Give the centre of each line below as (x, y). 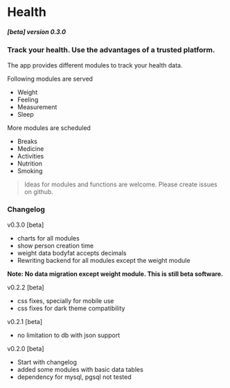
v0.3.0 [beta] (26, 225)
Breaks (27, 141)
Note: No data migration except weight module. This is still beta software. (115, 274)
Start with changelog (47, 362)
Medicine (30, 148)
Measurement (37, 107)
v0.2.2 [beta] (26, 287)
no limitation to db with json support (69, 335)
